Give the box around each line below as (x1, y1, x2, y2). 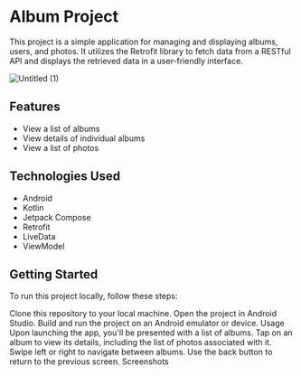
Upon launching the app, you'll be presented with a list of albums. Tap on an (9, 327, 293, 338)
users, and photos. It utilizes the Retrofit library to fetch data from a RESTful (9, 45, 291, 56)
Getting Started (9, 267, 99, 282)
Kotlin (22, 202, 44, 213)
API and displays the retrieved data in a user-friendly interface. (9, 55, 244, 66)
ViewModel (22, 240, 65, 251)
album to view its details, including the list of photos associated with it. (9, 337, 272, 348)
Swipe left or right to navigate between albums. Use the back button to (9, 346, 273, 358)
